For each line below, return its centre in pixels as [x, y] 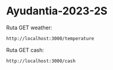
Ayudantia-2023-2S [57, 11]
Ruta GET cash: [25, 50]
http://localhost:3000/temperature [50, 38]
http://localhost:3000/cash [41, 61]
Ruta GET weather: [29, 28]
